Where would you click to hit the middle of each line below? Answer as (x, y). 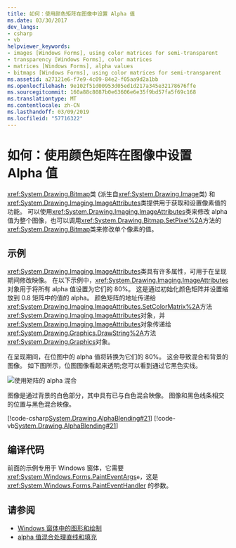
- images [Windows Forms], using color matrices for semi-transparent (113, 53)
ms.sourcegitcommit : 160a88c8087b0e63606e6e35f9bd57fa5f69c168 (102, 92)
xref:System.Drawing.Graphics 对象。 (61, 342)
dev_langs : (23, 27)
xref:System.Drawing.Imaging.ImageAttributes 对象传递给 (90, 324)
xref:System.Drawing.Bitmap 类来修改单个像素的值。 (83, 229)
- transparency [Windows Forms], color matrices (80, 60)
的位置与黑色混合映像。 (41, 404)
